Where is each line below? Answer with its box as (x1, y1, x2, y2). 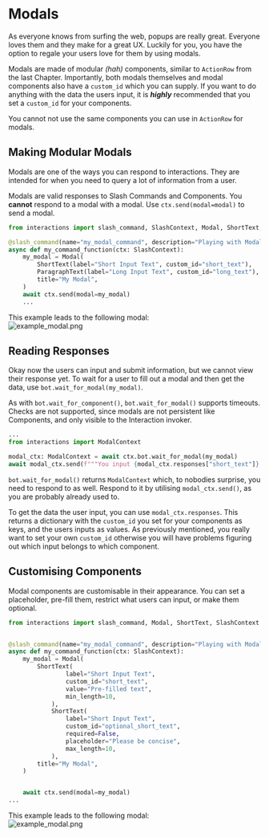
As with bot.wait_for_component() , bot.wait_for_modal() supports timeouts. (8, 398, 260, 408)
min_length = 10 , (65, 692, 116, 700)
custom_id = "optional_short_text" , (65, 722, 181, 731)
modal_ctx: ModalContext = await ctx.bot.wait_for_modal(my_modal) (8, 453, 239, 461)
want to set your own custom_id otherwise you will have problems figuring (8, 533, 252, 542)
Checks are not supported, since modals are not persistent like (8, 406, 215, 416)
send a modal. (8, 208, 55, 218)
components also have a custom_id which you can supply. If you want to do (8, 81, 257, 91)
